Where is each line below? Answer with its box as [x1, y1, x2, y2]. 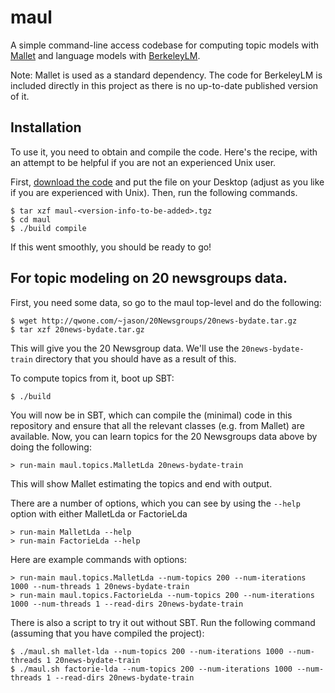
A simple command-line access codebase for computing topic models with [10, 39, 320, 51]
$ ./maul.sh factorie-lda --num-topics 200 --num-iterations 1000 [10, 664, 293, 674]
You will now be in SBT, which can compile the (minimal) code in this [10, 409, 293, 421]
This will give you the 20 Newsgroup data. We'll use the [10, 342, 240, 354]
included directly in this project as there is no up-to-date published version [10, 79, 319, 91]
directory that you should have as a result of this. [34, 352, 237, 365]
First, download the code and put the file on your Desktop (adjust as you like [10, 176, 325, 188]
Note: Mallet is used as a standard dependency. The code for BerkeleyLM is [10, 69, 323, 81]
